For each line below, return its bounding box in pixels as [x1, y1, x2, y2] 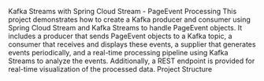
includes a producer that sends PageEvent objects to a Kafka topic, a [8, 31, 232, 40]
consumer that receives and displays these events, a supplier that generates [8, 40, 256, 49]
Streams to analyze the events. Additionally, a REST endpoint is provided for [8, 56, 255, 65]
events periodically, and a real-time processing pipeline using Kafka [8, 48, 229, 57]
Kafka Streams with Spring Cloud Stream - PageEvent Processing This [8, 7, 237, 16]
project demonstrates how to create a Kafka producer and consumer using [8, 15, 251, 24]
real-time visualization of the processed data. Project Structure [8, 65, 213, 73]
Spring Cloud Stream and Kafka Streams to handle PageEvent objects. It [8, 23, 243, 32]
